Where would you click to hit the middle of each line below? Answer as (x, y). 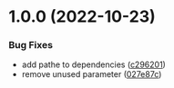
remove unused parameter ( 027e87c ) (92, 74)
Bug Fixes (31, 45)
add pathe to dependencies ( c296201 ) (93, 64)
